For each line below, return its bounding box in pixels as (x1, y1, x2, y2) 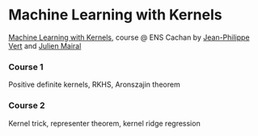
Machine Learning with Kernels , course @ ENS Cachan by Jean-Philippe (8, 32, 250, 42)
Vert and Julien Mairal (8, 40, 82, 50)
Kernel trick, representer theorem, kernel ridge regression (8, 118, 201, 128)
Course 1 (8, 61, 44, 72)
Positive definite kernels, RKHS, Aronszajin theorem (8, 79, 180, 90)
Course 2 (8, 100, 46, 111)
